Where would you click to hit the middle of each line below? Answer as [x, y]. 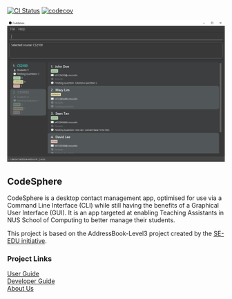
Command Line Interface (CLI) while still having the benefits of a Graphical [113, 206]
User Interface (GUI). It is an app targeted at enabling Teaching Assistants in [116, 213]
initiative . [34, 241]
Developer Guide [31, 281]
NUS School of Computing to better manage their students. [91, 220]
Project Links [30, 259]
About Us [21, 289]
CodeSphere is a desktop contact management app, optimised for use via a [115, 198]
